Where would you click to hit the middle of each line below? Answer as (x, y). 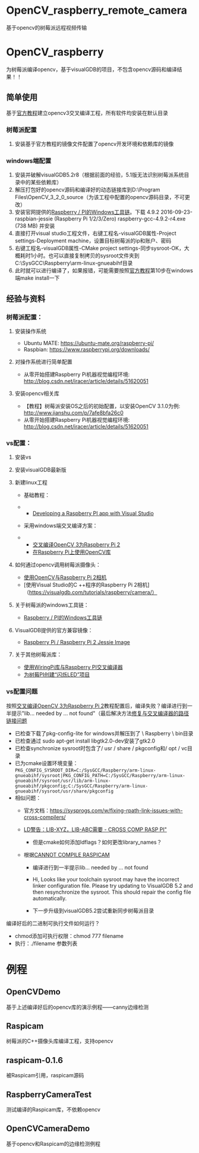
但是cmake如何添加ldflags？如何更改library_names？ (97, 842)
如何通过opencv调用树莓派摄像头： (58, 565)
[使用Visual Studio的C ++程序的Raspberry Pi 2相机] (86, 585)
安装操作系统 (30, 331)
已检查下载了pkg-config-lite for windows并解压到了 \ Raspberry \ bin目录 (104, 733)
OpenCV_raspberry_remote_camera (97, 10)
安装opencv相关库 (37, 393)
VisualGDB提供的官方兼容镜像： (54, 630)
